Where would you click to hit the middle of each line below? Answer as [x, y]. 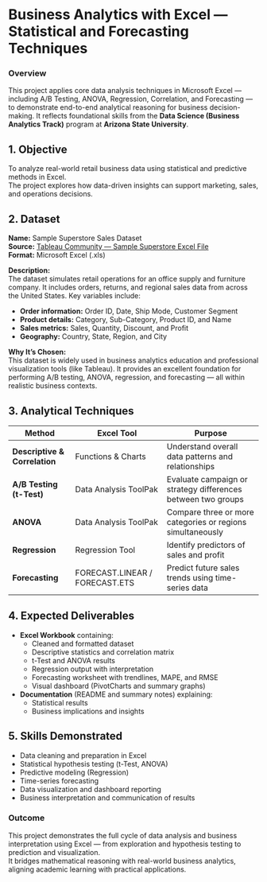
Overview [27, 73]
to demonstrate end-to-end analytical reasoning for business [108, 107]
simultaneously [195, 532]
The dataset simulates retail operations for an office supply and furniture [127, 279]
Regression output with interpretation [93, 669]
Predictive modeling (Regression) [74, 772]
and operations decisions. [50, 194]
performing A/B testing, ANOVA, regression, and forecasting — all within [126, 377]
